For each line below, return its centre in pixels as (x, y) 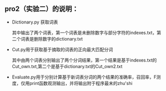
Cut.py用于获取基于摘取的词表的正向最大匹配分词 (62, 49)
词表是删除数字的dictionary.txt (52, 38)
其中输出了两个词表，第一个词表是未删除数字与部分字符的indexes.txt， (84, 32)
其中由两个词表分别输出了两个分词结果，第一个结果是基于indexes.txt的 (84, 60)
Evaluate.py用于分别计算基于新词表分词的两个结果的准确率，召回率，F (84, 77)
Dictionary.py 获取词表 (35, 22)
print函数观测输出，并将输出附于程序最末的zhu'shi (81, 83)
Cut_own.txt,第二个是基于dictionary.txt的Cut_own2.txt (67, 66)
